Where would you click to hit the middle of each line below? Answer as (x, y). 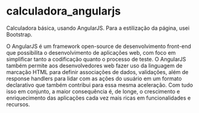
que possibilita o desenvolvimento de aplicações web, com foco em (91, 52)
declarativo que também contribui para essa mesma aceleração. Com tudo (99, 85)
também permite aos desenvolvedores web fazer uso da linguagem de (95, 66)
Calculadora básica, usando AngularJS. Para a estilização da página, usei (98, 28)
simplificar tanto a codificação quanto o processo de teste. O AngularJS (96, 59)
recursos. (18, 104)
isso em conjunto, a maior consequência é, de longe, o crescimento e (93, 91)
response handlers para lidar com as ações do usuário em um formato (94, 78)
